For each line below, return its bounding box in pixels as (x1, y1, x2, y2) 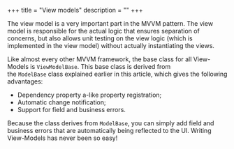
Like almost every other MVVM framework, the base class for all (7, 55, 192, 63)
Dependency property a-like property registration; (17, 91, 162, 99)
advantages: (7, 77, 43, 86)
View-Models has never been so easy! (7, 134, 118, 142)
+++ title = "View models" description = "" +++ (7, 6, 143, 14)
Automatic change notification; (17, 98, 106, 107)
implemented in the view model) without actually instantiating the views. (7, 42, 215, 49)
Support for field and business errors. (17, 106, 126, 113)
